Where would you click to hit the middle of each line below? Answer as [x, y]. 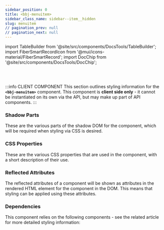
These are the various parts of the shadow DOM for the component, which [81, 126]
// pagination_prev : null [32, 28]
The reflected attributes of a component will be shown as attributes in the [80, 183]
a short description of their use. [37, 160]
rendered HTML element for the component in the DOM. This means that [79, 188]
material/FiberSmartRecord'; [34, 57]
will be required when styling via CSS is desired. [54, 131]
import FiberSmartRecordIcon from [41, 52]
